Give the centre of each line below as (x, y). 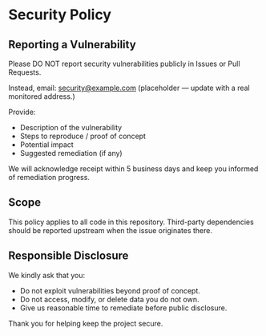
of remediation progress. (49, 177)
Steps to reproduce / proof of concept (83, 136)
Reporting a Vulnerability (72, 45)
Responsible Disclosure (69, 256)
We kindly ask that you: (47, 275)
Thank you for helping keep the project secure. (86, 323)
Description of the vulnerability (71, 127)
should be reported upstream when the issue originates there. (111, 230)
